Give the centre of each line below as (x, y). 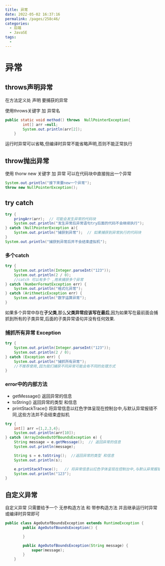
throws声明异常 (29, 88)
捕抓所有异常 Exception (33, 332)
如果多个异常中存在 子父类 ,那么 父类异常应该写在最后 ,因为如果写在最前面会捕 (82, 312)
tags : (11, 37)
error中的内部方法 (26, 384)
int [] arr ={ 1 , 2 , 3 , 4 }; (37, 428)
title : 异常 (16, 10)
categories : (17, 23)
